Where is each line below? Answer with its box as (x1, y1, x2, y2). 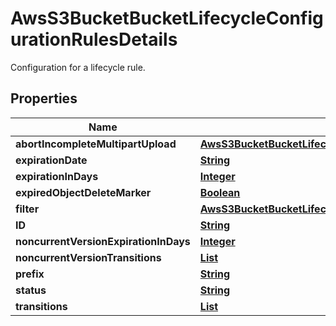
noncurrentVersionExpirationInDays (15, 234, 191, 248)
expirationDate (15, 153, 88, 167)
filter (15, 202, 40, 216)
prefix (15, 267, 45, 281)
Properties (10, 90, 78, 107)
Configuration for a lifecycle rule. (10, 61, 146, 73)
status (15, 283, 47, 297)
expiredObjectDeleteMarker (15, 185, 152, 199)
